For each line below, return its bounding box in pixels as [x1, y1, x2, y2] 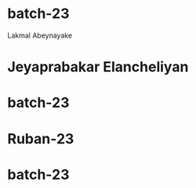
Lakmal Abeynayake [7, 31, 73, 40]
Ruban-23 [7, 130, 74, 147]
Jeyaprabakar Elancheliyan [7, 58, 189, 76]
